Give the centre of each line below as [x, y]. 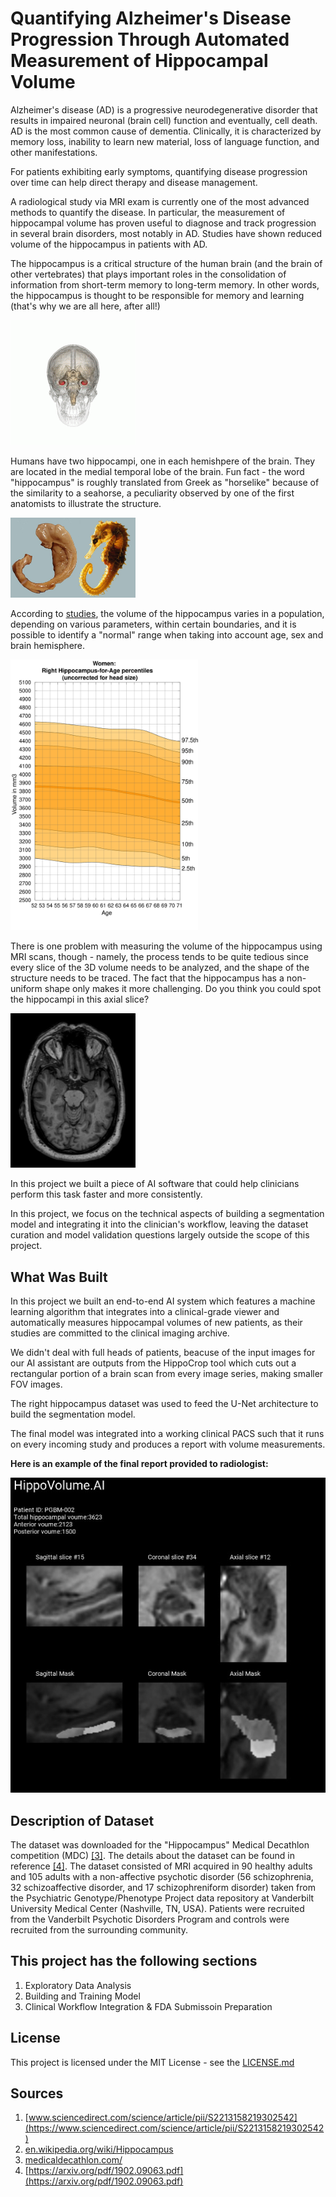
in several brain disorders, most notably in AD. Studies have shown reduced [166, 233]
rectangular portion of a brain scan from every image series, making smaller [167, 1374]
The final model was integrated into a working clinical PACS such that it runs [167, 1434]
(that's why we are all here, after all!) [85, 306]
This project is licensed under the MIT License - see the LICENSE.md [152, 2062]
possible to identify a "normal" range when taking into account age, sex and [167, 635]
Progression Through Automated [150, 39]
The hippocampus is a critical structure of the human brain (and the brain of [166, 263]
